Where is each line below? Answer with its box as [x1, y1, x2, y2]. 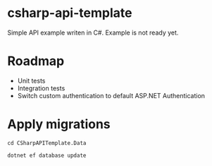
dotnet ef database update [7, 152, 87, 159]
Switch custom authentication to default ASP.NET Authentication [17, 91, 206, 100]
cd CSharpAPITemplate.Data [7, 139, 87, 146]
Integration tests [17, 83, 66, 93]
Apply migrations [7, 117, 111, 132]
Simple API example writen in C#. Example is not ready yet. [7, 28, 179, 37]
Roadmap [7, 53, 65, 69]
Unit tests [17, 76, 46, 85]
